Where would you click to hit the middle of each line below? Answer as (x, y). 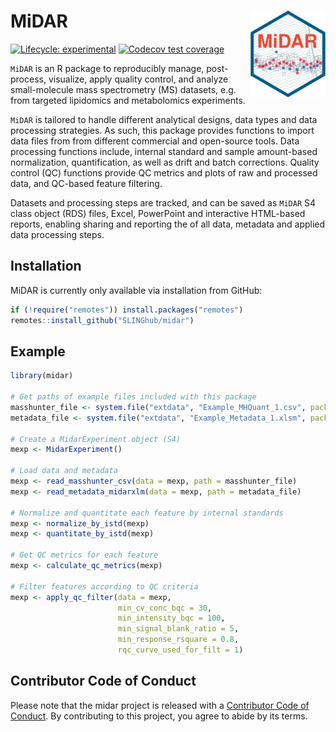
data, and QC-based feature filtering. (86, 183)
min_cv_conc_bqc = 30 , (165, 608)
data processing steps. (57, 234)
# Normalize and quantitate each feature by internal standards (147, 513)
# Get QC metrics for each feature (84, 555)
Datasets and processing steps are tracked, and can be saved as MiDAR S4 (163, 202)
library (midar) (42, 376)
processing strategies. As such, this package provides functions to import (162, 130)
